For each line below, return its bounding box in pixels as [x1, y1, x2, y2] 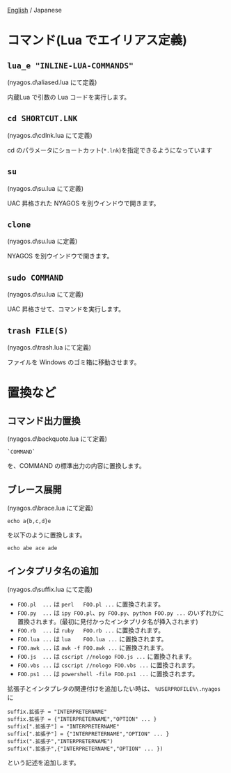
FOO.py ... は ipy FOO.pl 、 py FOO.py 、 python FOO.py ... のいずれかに [17, 609, 225, 617]
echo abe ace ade [7, 545, 58, 552]
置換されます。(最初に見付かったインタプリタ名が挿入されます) [17, 617, 198, 625]
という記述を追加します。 [7, 758, 80, 767]
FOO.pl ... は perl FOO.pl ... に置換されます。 [17, 600, 165, 608]
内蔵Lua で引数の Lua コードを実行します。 [7, 93, 131, 101]
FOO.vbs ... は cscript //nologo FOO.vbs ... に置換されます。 [17, 661, 199, 669]
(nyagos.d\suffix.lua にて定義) [7, 585, 93, 593]
